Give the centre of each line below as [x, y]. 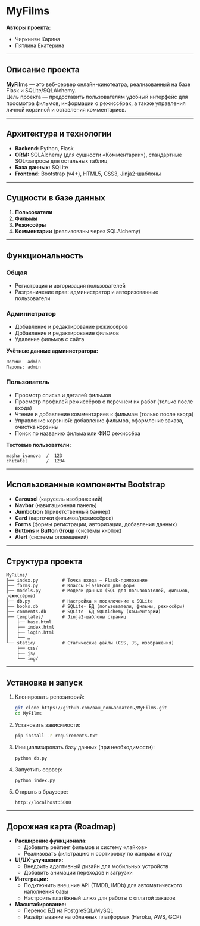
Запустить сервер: [38, 769]
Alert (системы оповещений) [51, 537]
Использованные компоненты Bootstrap [86, 485]
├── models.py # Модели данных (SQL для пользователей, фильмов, [98, 591]
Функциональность [45, 256]
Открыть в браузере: [41, 792]
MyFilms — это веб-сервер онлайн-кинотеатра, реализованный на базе [98, 84]
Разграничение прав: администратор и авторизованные [87, 292]
